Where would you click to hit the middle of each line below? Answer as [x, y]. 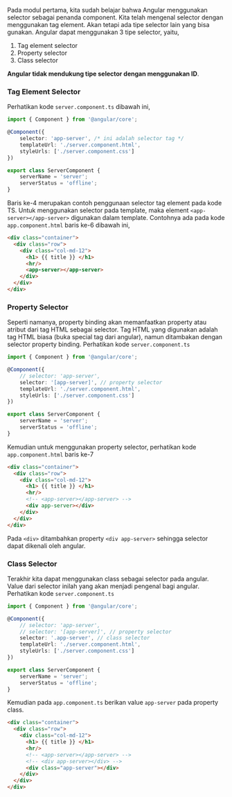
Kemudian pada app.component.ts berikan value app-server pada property [113, 703]
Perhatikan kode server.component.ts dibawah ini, [79, 107]
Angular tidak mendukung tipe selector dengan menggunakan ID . [103, 74]
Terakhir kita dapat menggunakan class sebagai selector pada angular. [108, 579]
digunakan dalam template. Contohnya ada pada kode [148, 218]
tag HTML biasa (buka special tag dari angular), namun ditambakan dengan [115, 337]
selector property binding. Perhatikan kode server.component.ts [99, 344]
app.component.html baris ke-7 [51, 454]
